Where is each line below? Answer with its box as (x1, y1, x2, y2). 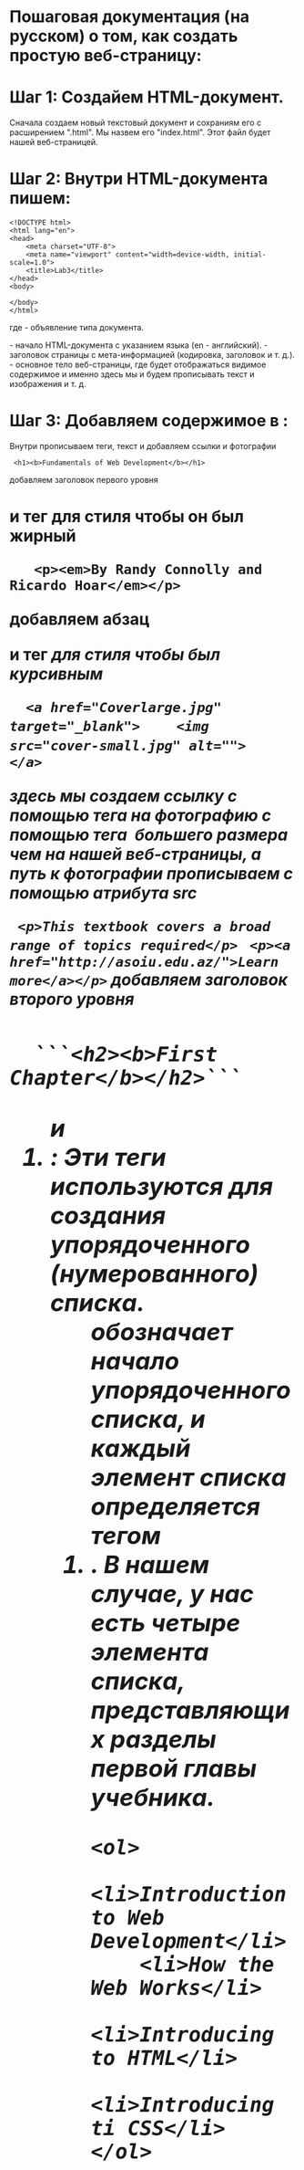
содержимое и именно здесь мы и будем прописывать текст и (9, 369, 255, 380)
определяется (90, 1491, 261, 1521)
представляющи (90, 1694, 290, 1724)
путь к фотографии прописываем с (9, 864, 294, 885)
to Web (90, 1905, 165, 1930)
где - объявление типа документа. (9, 322, 144, 333)
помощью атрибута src (9, 883, 198, 904)
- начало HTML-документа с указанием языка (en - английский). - (9, 340, 269, 351)
